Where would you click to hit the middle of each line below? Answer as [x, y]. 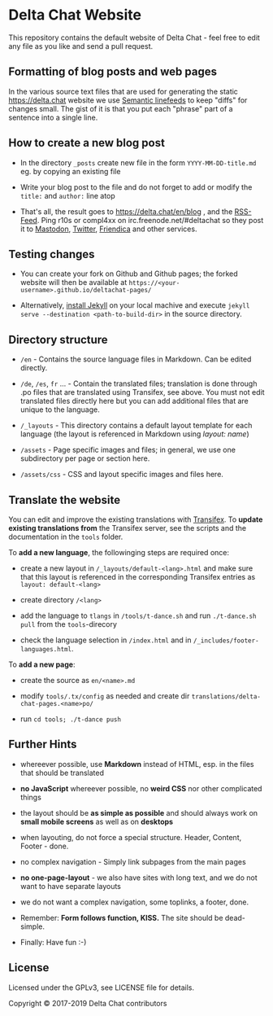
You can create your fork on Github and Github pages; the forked [129, 274]
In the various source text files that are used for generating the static [123, 91]
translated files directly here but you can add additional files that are [134, 401]
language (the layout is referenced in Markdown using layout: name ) [134, 434]
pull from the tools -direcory [69, 624]
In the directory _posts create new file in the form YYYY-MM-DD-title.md [138, 162]
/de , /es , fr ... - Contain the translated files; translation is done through [139, 383]
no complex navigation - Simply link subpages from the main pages [133, 861]
